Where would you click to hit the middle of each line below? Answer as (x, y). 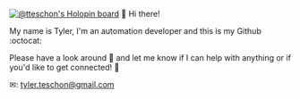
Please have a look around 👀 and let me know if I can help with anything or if (150, 58)
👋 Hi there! (140, 14)
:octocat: (26, 41)
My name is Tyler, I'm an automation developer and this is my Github (135, 31)
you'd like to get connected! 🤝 (64, 67)
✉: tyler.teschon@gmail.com (62, 84)
